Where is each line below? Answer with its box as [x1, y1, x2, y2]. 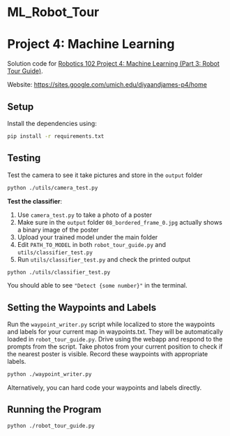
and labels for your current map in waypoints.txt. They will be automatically [7, 328, 223, 336]
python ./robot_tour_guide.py [7, 422, 95, 429]
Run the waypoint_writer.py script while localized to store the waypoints [7, 320, 215, 329]
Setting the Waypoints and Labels [7, 302, 157, 314]
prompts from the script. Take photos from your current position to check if [7, 342, 223, 351]
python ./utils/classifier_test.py [7, 269, 111, 276]
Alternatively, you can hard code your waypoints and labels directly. [7, 384, 202, 392]
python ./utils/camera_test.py [7, 184, 98, 191]
